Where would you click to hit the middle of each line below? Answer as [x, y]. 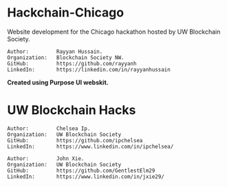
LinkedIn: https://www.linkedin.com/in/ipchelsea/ [90, 146]
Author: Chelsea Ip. [49, 129]
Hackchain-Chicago [66, 13]
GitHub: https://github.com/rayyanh [72, 63]
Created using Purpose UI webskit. [58, 82]
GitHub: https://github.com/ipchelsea [75, 140]
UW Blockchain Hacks [72, 110]
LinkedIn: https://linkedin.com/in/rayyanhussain [89, 69]
